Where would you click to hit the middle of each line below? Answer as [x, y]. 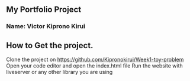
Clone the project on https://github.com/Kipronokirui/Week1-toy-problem [95, 60]
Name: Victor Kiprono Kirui [46, 26]
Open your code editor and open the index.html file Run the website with [94, 66]
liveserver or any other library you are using [59, 72]
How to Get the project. [50, 45]
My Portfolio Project [44, 10]
